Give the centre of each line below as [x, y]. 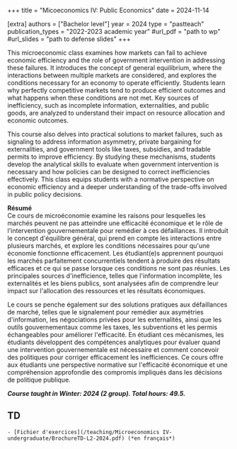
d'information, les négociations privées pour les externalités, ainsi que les [115, 319]
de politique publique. [39, 380]
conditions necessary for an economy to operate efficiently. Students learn [116, 83]
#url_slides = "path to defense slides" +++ [69, 39]
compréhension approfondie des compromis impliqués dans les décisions [115, 372]
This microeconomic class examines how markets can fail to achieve [107, 53]
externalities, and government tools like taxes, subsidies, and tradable [109, 149]
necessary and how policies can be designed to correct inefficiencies [109, 172]
